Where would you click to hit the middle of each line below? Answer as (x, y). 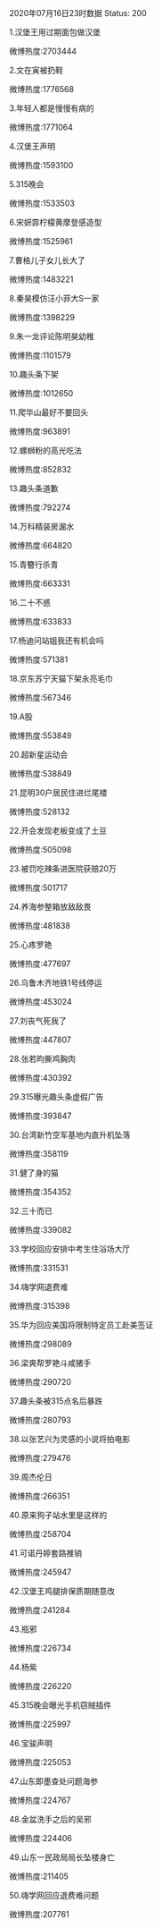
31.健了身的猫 (34, 1173)
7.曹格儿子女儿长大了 (48, 260)
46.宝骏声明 (31, 1743)
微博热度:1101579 (40, 355)
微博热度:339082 (41, 1230)
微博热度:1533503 (42, 203)
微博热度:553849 (40, 735)
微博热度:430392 (41, 1078)
